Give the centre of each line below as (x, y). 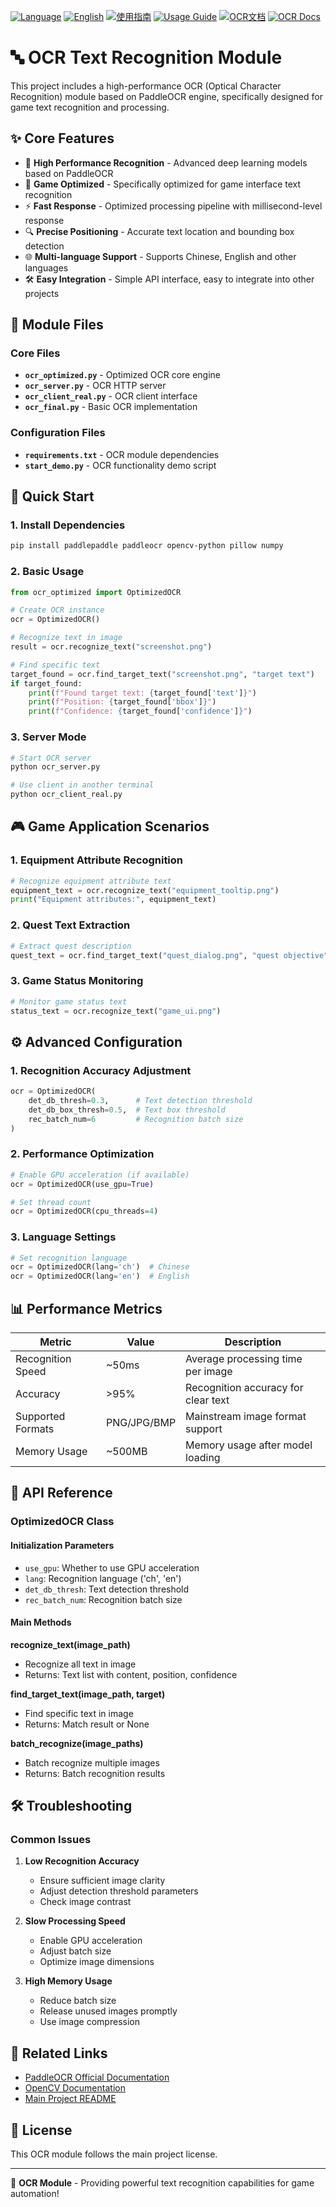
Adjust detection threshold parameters (119, 1891)
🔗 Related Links (59, 2053)
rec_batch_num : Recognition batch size (103, 1599)
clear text (207, 1400)
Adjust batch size (75, 1951)
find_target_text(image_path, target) (88, 1694)
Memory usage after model (249, 1445)
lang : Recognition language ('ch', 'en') (103, 1578)
